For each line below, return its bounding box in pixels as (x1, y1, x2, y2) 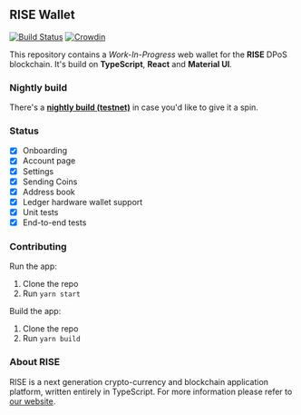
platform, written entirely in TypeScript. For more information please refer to (9, 386, 293, 397)
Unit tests (22, 206, 59, 217)
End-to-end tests (22, 217, 87, 228)
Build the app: (9, 306, 62, 317)
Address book (22, 186, 75, 197)
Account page (22, 155, 76, 166)
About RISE (9, 356, 61, 369)
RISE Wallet (9, 7, 75, 23)
